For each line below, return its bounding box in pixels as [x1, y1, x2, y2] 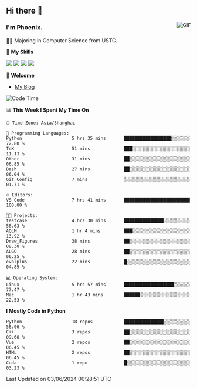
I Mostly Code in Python [6, 307, 66, 315]
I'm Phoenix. [6, 24, 43, 32]
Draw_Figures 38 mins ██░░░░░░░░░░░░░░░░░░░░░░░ [6, 238, 191, 244]
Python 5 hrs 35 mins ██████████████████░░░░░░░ [6, 135, 191, 141]
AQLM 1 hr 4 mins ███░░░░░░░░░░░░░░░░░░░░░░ [6, 228, 191, 234]
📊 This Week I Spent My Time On [6, 106, 89, 113]
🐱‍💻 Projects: [6, 212, 38, 218]
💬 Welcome [6, 72, 35, 79]
